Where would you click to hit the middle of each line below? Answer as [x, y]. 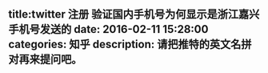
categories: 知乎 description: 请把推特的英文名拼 [130, 45]
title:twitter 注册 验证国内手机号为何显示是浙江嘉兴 [134, 14]
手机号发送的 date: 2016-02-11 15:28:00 [108, 29]
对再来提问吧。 [45, 60]
